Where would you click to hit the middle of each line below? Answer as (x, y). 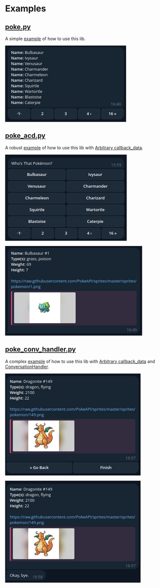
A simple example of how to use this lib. (46, 39)
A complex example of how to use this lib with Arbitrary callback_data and (80, 361)
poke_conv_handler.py (41, 350)
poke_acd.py (25, 136)
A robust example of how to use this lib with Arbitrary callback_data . (74, 147)
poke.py (18, 27)
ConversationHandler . (27, 367)
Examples (26, 9)
